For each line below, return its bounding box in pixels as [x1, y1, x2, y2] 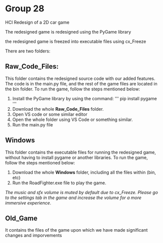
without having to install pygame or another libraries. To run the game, [5, 154, 148, 161]
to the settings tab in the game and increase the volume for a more [5, 195, 142, 201]
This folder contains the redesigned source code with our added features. [5, 75, 156, 81]
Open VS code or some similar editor [12, 111, 87, 117]
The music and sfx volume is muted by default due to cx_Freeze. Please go [5, 189, 158, 195]
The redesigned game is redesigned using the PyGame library [5, 29, 131, 35]
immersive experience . [5, 200, 51, 205]
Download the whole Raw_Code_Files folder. [12, 106, 104, 112]
